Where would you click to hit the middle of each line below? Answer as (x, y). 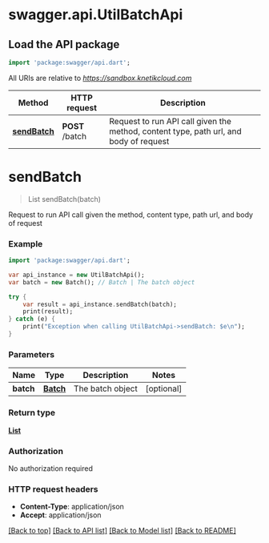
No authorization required (51, 468)
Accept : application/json (60, 515)
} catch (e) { (32, 319)
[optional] (164, 388)
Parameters (31, 354)
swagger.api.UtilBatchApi (96, 15)
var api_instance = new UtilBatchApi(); (77, 275)
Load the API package (64, 44)
